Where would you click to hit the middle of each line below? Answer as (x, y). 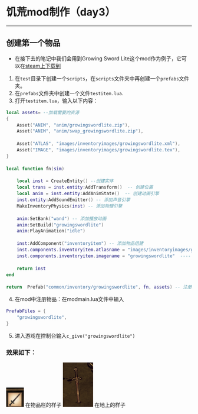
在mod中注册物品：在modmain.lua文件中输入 (69, 299)
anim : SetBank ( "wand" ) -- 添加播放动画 (62, 219)
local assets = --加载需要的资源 (43, 112)
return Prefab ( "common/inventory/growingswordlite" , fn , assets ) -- (93, 287)
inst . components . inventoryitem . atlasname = (71, 250)
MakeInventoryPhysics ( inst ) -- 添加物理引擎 (70, 206)
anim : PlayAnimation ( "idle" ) (51, 231)
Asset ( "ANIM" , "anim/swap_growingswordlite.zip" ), (80, 131)
